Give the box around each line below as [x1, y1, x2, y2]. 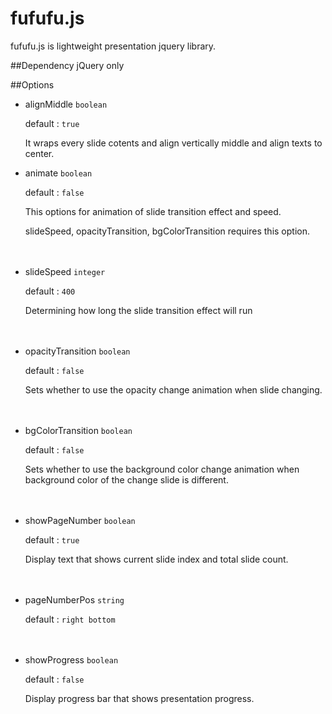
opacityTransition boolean [24, 345, 131, 357]
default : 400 [24, 285, 76, 297]
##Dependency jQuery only [10, 59, 125, 71]
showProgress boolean [24, 653, 119, 666]
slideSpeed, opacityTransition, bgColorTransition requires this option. [24, 225, 310, 237]
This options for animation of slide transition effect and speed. [24, 205, 282, 217]
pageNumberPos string [24, 593, 125, 606]
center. [24, 147, 55, 159]
